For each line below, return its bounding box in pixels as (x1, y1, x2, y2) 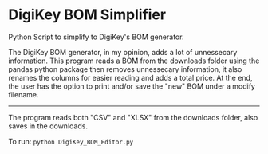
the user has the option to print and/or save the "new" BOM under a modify (8, 81, 255, 91)
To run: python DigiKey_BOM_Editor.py (8, 136, 134, 146)
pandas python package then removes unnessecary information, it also (8, 64, 242, 73)
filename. (8, 89, 39, 99)
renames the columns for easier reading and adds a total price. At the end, (8, 73, 253, 82)
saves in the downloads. (8, 121, 88, 131)
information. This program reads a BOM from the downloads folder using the (8, 56, 260, 65)
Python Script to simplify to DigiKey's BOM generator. (8, 32, 184, 41)
